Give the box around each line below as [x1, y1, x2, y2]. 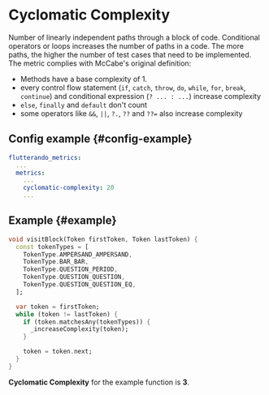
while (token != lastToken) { [15, 310, 118, 318]
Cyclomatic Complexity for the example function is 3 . [8, 377, 189, 387]
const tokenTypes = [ [15, 243, 89, 251]
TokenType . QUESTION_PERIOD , [23, 265, 118, 273]
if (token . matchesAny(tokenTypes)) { [23, 318, 151, 326]
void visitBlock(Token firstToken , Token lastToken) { [8, 235, 198, 243]
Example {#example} [8, 213, 117, 228]
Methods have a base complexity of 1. [20, 74, 148, 84]
